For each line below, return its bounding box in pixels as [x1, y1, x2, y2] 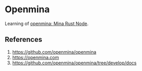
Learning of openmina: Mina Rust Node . [5, 20, 89, 27]
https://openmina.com [12, 54, 59, 60]
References [5, 35, 42, 44]
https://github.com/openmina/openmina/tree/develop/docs [12, 60, 137, 66]
